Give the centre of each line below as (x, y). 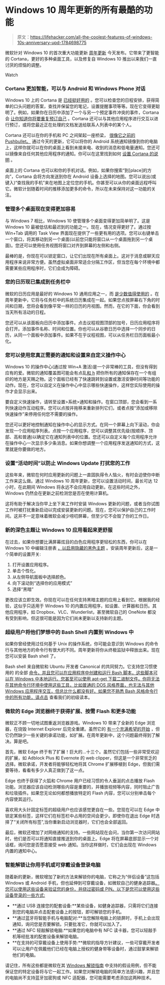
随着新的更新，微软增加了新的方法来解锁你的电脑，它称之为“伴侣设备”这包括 (82, 877)
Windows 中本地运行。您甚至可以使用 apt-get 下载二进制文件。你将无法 (87, 679)
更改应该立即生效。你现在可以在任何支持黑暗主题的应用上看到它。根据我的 (80, 599)
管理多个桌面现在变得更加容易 (41, 209)
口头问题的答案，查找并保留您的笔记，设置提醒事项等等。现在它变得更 (84, 106)
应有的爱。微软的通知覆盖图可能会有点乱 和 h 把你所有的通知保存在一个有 (79, 373)
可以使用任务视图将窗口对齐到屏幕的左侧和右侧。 (73, 245)
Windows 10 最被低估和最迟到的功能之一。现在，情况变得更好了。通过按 (78, 227)
